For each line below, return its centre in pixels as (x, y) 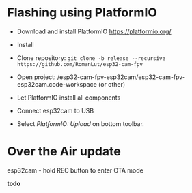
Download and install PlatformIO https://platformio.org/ (94, 31)
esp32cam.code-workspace (57, 84)
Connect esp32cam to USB (55, 110)
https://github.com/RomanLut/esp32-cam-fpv (80, 64)
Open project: (36, 77)
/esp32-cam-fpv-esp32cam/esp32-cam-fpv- (121, 77)
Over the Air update (64, 152)
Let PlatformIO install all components (69, 98)
